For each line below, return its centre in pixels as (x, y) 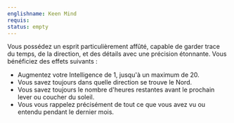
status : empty (28, 27)
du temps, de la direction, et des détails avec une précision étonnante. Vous (117, 54)
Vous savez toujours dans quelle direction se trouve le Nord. (105, 82)
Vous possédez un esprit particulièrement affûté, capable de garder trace (113, 47)
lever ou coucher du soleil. (56, 97)
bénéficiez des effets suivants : (53, 61)
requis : (19, 20)
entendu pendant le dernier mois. (66, 112)
